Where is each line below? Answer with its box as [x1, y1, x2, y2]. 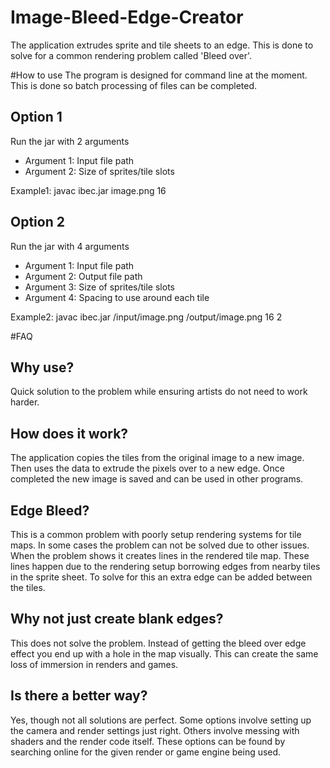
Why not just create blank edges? [10, 611, 224, 628]
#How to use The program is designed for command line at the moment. [10, 69, 308, 81]
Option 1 [10, 109, 63, 126]
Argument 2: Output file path [24, 270, 143, 282]
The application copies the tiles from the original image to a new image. [10, 452, 305, 464]
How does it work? [10, 425, 129, 442]
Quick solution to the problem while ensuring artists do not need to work [10, 386, 308, 398]
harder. [10, 396, 40, 408]
